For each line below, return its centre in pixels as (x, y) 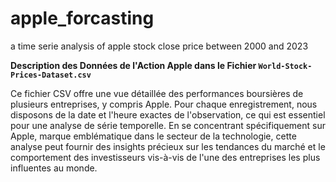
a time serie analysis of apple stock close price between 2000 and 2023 (159, 46)
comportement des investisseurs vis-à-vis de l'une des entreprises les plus (165, 157)
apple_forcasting (82, 18)
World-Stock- (285, 66)
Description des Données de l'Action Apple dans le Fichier (133, 65)
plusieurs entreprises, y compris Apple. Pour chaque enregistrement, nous (164, 104)
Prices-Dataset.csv (51, 75)
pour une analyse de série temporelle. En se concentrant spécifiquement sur (168, 125)
